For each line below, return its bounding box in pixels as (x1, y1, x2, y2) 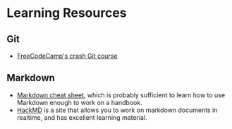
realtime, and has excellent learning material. (16, 113, 147, 121)
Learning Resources (6, 5, 127, 21)
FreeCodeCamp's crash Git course (16, 51, 118, 60)
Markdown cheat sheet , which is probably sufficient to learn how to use (16, 90, 226, 99)
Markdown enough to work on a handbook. (16, 98, 142, 106)
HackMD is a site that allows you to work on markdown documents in (16, 106, 218, 114)
